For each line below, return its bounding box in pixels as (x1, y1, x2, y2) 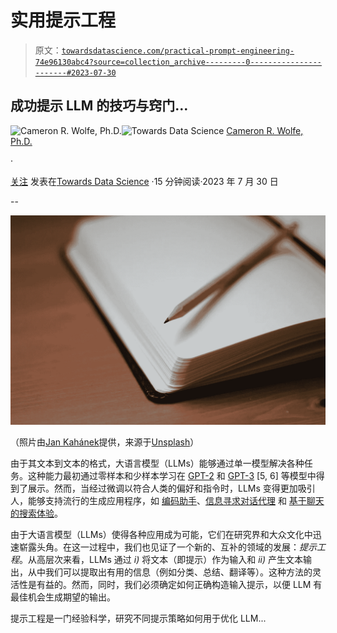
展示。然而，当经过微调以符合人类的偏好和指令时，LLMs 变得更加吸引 (27, 482, 316, 495)
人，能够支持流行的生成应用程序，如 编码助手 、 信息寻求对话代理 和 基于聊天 (10, 495, 325, 507)
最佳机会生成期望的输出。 (10, 591, 116, 603)
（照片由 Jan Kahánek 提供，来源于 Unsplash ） (10, 436, 200, 448)
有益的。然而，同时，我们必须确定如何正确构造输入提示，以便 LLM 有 (36, 579, 323, 591)
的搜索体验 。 (10, 507, 63, 520)
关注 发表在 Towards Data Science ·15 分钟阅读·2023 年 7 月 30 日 (10, 175, 279, 187)
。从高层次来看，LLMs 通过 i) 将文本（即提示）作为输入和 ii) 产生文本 (19, 554, 303, 566)
